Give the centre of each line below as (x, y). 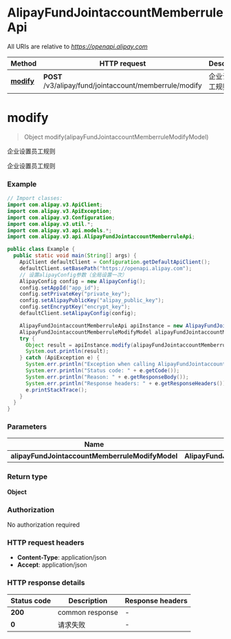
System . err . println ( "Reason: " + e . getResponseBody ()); (107, 377)
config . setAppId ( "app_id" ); (59, 287)
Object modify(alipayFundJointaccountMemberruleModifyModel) (116, 136)
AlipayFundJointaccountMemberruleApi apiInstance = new (101, 325)
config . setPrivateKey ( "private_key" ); (75, 294)
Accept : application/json (52, 565)
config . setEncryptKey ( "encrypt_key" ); (75, 307)
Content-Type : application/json (62, 558)
